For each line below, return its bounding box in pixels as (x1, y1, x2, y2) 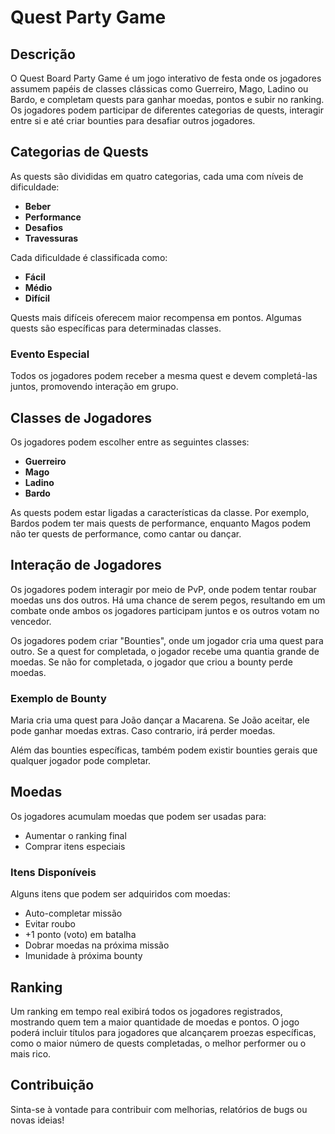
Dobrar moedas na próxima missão (24, 939, 170, 951)
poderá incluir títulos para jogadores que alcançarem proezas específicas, (10, 1026, 317, 1038)
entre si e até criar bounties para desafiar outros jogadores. (10, 115, 256, 126)
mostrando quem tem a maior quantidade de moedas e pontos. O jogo (10, 1016, 300, 1028)
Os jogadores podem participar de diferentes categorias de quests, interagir (10, 104, 324, 116)
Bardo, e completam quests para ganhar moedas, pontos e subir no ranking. (10, 94, 325, 105)
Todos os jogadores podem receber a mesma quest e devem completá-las (10, 370, 318, 382)
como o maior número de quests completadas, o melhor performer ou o (10, 1037, 307, 1049)
